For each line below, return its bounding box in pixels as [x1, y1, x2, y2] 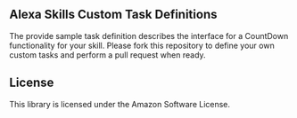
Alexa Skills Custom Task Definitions [9, 7, 218, 22]
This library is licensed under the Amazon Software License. [9, 98, 230, 109]
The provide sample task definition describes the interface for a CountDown [9, 30, 289, 41]
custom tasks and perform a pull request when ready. [9, 49, 207, 60]
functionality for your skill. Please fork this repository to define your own [9, 40, 275, 51]
